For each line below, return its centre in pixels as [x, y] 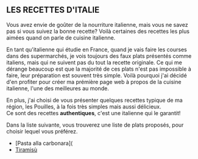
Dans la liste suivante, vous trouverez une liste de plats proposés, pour [95, 125]
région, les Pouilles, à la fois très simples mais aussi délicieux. [84, 107]
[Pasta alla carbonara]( [44, 143]
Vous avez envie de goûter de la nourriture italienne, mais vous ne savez [97, 24]
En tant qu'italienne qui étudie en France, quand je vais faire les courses [97, 49]
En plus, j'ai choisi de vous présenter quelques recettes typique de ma [94, 100]
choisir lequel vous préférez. [42, 131]
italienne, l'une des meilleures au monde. [58, 88]
